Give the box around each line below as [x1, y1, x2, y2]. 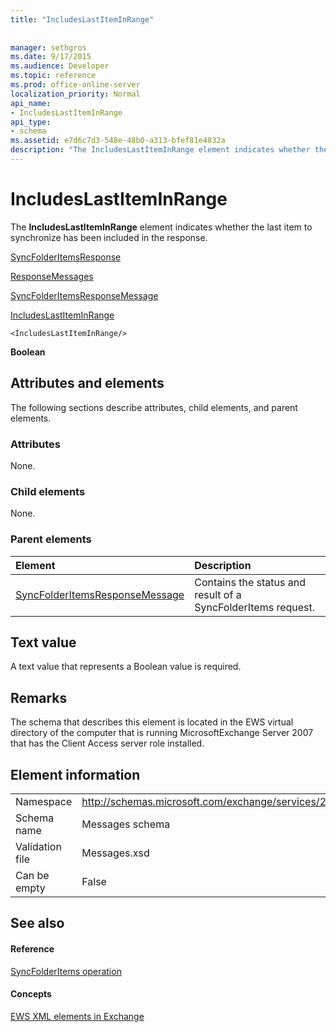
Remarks [10, 689, 68, 706]
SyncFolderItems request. [194, 600, 316, 614]
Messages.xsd [81, 846, 150, 860]
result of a [194, 587, 242, 601]
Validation [15, 839, 62, 853]
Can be [15, 868, 50, 882]
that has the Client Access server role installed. [10, 737, 205, 750]
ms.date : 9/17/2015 [10, 52, 92, 62]
